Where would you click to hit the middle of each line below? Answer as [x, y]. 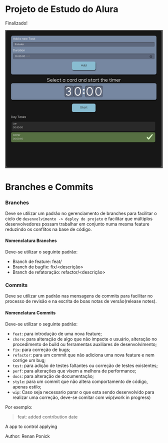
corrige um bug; [29, 360]
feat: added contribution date [47, 416]
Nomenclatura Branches [31, 240]
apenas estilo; [27, 386]
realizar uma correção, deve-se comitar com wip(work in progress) [81, 397]
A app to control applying [31, 426]
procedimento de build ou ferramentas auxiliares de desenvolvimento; [84, 344]
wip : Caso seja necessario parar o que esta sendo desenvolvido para [83, 392]
